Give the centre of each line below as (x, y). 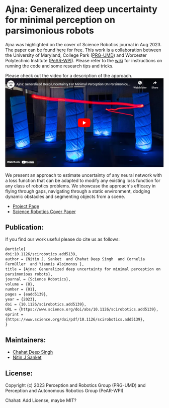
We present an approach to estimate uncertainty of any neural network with (84, 175)
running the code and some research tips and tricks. (60, 66)
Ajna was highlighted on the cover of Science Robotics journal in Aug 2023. (83, 44)
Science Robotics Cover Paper (44, 212)
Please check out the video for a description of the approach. (69, 75)
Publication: (25, 227)
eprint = (14, 315)
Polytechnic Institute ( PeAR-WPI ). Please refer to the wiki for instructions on (84, 60)
